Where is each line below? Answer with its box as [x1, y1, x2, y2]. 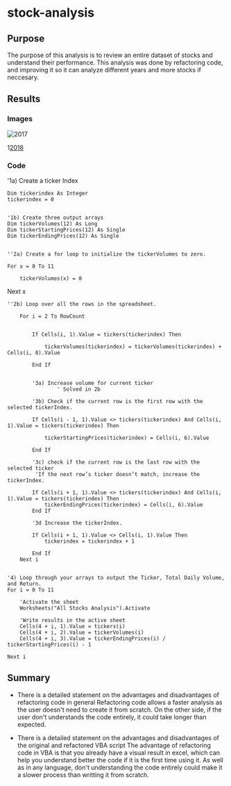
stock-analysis [7, 5, 95, 21]
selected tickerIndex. [7, 404, 73, 411]
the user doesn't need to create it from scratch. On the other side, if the [17, 705, 222, 714]
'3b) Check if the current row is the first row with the [32, 398, 203, 404]
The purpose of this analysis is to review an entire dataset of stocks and [7, 51, 213, 59]
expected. [17, 720, 46, 728]
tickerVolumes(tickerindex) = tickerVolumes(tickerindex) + [44, 343, 222, 350]
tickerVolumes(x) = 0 [19, 275, 82, 282]
